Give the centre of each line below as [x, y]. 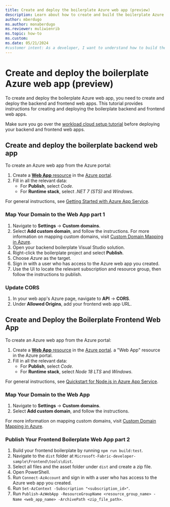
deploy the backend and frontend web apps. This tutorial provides [74, 103]
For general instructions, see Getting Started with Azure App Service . [77, 201]
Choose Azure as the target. [42, 258]
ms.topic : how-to [24, 34]
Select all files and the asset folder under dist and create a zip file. [82, 467]
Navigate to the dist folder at [43, 456]
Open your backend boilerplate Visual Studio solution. [69, 247]
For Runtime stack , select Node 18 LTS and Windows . [76, 371]
